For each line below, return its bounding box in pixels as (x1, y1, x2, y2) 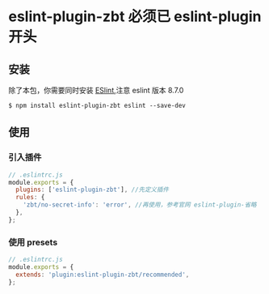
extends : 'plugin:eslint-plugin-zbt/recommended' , (15, 271, 190, 279)
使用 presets (8, 236, 58, 248)
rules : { (15, 194, 45, 202)
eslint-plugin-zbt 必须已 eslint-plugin (8, 7, 262, 26)
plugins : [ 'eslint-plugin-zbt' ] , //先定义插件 (15, 185, 170, 194)
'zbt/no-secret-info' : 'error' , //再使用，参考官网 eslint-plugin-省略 (23, 201, 257, 209)
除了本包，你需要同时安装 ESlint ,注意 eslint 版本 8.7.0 (8, 86, 184, 95)
